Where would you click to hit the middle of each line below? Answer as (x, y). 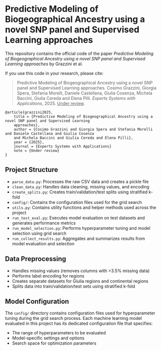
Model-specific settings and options (48, 338)
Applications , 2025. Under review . (51, 103)
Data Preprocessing (36, 259)
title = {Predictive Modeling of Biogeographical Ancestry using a (83, 116)
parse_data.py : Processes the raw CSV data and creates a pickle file (80, 182)
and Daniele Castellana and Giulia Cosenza (50, 133)
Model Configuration (37, 301)
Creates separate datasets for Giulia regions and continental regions (80, 281)
